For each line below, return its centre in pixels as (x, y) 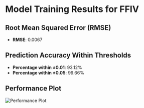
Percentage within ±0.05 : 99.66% (48, 72)
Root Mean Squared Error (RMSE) (58, 28)
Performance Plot (33, 88)
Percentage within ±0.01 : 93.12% (47, 67)
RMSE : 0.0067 (27, 39)
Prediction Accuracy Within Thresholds (68, 55)
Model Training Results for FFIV (72, 9)
